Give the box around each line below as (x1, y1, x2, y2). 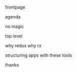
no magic (5, 23, 24, 29)
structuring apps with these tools (5, 52, 73, 58)
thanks (5, 62, 19, 68)
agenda (5, 14, 21, 19)
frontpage (5, 4, 26, 10)
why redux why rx (5, 43, 42, 49)
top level (5, 33, 23, 39)
